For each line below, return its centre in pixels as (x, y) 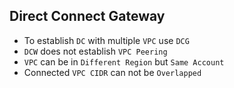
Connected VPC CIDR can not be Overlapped (112, 72)
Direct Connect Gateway (87, 16)
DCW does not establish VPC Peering (95, 51)
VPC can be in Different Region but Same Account (124, 61)
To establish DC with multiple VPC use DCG (106, 40)
